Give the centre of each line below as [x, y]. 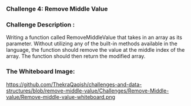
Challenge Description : [41, 24]
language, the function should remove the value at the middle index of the [95, 50]
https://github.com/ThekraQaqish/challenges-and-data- [74, 84]
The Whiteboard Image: [41, 71]
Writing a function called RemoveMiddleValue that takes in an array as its [94, 38]
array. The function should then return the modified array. [76, 56]
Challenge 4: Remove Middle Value [57, 9]
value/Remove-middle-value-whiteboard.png [61, 97]
